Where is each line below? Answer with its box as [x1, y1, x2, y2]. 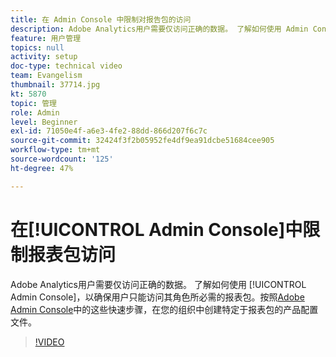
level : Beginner [10, 117, 78, 127]
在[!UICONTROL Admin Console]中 [10, 218, 303, 241]
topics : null [10, 42, 65, 53]
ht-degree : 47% [10, 163, 74, 173]
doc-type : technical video [10, 61, 123, 71]
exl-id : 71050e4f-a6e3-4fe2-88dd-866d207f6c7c [10, 126, 208, 136]
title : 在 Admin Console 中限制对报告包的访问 [10, 14, 192, 25]
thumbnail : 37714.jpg [10, 80, 101, 90]
